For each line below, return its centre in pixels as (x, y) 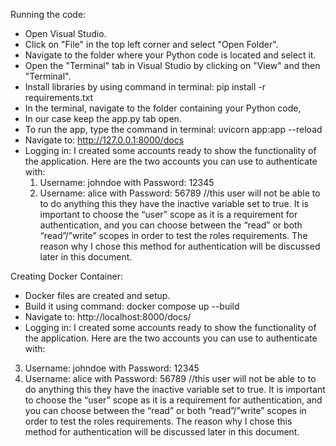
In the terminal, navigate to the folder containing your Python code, (163, 108)
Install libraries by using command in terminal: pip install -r (145, 87)
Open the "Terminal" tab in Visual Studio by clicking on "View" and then (172, 65)
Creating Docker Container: (66, 276)
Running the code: (48, 14)
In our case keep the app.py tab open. (103, 118)
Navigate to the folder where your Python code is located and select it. (170, 55)
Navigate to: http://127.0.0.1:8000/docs (104, 140)
